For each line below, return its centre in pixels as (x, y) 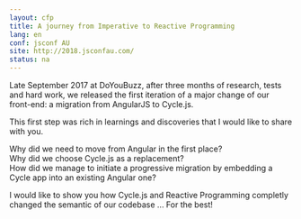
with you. (26, 131)
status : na (30, 59)
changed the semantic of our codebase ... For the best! (111, 205)
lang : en (26, 34)
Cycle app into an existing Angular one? (83, 178)
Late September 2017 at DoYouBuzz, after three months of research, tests (146, 85)
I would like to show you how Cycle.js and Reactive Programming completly (149, 195)
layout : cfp (31, 18)
